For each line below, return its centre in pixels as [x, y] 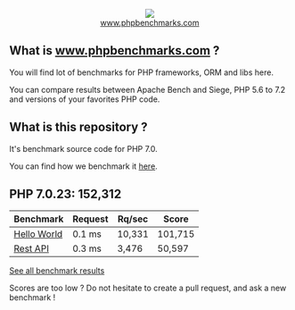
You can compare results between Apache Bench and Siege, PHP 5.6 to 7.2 [147, 89]
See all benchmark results [57, 271]
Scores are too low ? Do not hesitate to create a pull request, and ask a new [148, 288]
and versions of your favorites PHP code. [85, 99]
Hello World [38, 234]
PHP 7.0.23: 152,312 [66, 194]
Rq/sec [133, 219]
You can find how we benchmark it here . [83, 166]
